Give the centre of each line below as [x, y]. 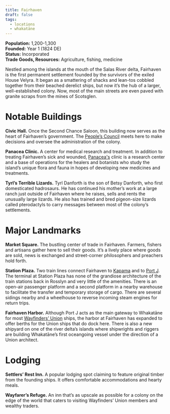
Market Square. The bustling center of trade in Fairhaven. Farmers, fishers [83, 245]
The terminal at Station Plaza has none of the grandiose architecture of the [83, 276]
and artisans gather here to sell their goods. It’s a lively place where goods [83, 250]
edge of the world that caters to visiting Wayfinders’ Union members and [81, 400]
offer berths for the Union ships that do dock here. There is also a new [79, 324]
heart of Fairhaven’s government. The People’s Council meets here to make [84, 136]
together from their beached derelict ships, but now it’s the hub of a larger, [83, 86]
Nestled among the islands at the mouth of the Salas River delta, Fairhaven [83, 70]
